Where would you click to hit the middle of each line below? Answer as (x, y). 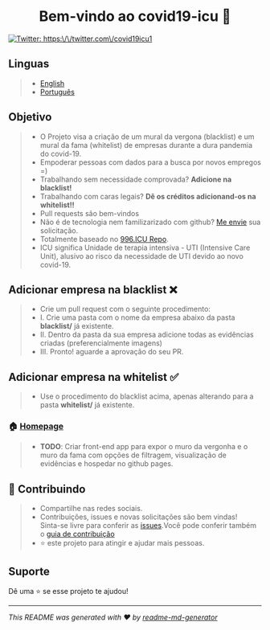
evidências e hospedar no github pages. (106, 464)
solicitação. (59, 230)
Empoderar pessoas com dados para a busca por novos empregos (150, 162)
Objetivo (30, 117)
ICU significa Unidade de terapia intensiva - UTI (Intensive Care (145, 247)
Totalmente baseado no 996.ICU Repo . (104, 239)
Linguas (29, 64)
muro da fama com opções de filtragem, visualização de (133, 455)
